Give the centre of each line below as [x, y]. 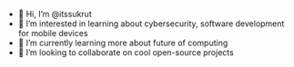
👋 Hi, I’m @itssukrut [55, 14]
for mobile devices [53, 33]
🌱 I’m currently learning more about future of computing [123, 43]
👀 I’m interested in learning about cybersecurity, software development [151, 24]
